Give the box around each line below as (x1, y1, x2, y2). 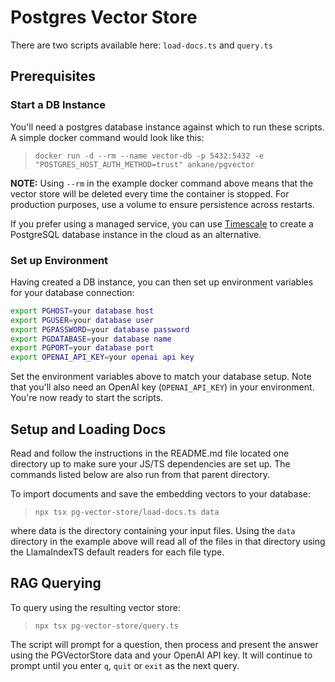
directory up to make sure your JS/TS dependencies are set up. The (10, 457, 291, 470)
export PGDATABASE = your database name (10, 334, 172, 344)
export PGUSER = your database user (10, 315, 155, 325)
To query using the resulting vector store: (10, 601, 181, 613)
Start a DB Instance (10, 98, 107, 112)
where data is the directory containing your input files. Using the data (10, 524, 296, 536)
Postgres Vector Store (10, 6, 198, 29)
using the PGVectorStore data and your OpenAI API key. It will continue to (10, 649, 313, 661)
